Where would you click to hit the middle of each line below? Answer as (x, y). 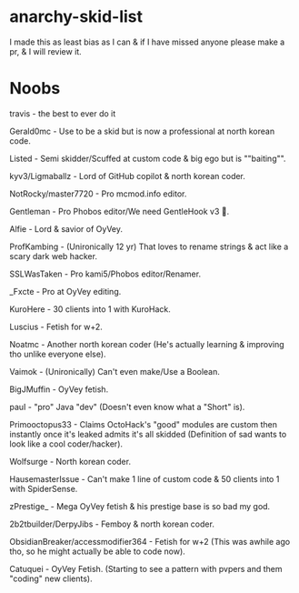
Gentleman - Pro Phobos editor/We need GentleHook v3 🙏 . (120, 211)
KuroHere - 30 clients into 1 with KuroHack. (90, 309)
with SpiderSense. (44, 488)
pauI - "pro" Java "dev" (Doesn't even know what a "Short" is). (127, 407)
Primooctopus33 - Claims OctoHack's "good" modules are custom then (144, 424)
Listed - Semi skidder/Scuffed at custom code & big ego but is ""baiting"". (148, 158)
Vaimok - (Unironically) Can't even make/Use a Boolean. (115, 371)
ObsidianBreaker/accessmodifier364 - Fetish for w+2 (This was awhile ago (150, 541)
